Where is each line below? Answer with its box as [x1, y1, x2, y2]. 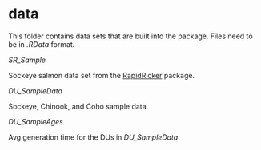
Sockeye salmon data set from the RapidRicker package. [8, 70, 195, 80]
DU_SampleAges [8, 116, 64, 126]
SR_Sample [8, 55, 46, 65]
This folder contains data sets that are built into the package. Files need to [8, 31, 254, 41]
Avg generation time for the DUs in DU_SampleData [8, 132, 179, 142]
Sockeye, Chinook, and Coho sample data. [8, 101, 149, 111]
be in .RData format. [8, 39, 75, 49]
